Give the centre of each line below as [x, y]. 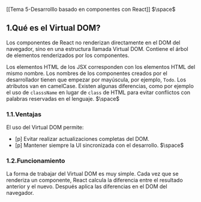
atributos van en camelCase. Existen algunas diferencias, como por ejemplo [100, 86]
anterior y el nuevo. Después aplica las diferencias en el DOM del [87, 186]
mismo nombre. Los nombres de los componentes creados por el [87, 73]
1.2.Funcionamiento [36, 161]
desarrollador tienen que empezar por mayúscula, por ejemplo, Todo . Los [96, 79]
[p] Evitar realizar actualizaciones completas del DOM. [82, 139]
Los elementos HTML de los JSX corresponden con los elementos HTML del [101, 67]
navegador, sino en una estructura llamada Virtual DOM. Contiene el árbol [97, 49]
